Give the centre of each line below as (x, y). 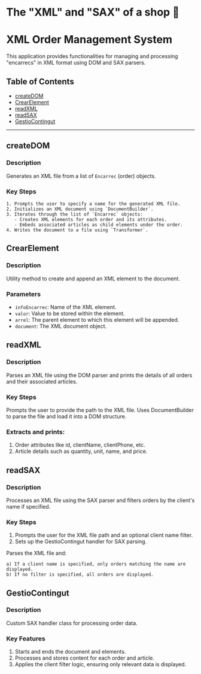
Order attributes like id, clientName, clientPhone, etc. (80, 445)
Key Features (26, 639)
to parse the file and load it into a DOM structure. (66, 416)
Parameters (23, 294)
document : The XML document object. (61, 326)
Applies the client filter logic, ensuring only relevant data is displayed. (100, 664)
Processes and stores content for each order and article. (84, 658)
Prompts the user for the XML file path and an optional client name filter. (104, 535)
